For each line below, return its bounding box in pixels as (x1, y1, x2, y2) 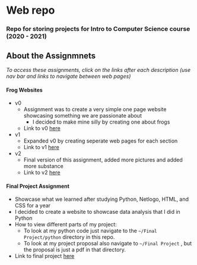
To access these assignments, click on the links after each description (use (6, 66, 191, 73)
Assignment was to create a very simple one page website (23, 106, 167, 113)
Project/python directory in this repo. (23, 234, 115, 241)
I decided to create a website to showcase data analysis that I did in (14, 209, 181, 216)
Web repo (6, 4, 55, 17)
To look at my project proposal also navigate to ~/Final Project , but (23, 240, 192, 247)
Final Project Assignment (6, 182, 70, 190)
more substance (23, 163, 63, 170)
